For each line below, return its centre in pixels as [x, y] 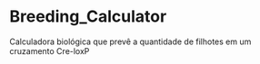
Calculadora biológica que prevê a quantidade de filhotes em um [130, 41]
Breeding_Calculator [88, 17]
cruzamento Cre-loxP [50, 50]
